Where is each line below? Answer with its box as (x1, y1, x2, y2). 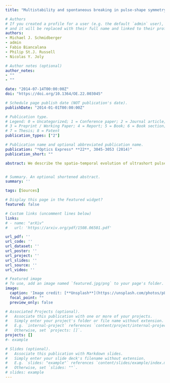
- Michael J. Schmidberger (5, 35, 62, 40)
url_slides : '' (5, 258, 37, 263)
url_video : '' (5, 267, 35, 272)
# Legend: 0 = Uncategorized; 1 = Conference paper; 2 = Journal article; (5, 119, 166, 124)
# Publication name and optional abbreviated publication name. (5, 142, 144, 147)
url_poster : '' (5, 248, 37, 253)
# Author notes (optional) (5, 63, 62, 68)
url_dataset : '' (5, 244, 39, 249)
